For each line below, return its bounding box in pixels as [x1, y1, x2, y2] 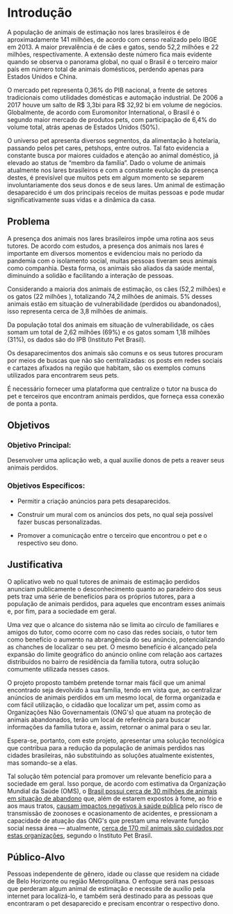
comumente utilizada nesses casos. [7, 665, 110, 673]
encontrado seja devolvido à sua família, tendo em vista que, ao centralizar [7, 685, 223, 694]
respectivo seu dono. [17, 539, 79, 547]
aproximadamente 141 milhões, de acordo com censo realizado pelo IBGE [7, 35, 218, 43]
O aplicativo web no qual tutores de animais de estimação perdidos [7, 577, 200, 586]
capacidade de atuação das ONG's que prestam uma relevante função [7, 816, 209, 825]
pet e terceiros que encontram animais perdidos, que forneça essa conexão [7, 392, 225, 400]
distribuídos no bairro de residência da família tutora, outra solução [7, 657, 200, 666]
